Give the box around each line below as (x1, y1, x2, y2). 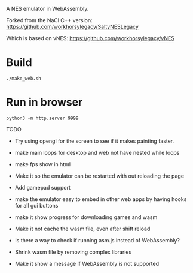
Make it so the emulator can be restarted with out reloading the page (14, 172, 184, 179)
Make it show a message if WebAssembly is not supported (14, 260, 160, 267)
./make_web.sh (6, 75, 42, 82)
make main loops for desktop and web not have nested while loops (14, 149, 180, 156)
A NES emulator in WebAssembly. (6, 5, 89, 12)
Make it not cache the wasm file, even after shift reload (14, 225, 151, 232)
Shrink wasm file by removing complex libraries (14, 248, 132, 256)
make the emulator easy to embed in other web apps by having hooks (14, 195, 187, 203)
